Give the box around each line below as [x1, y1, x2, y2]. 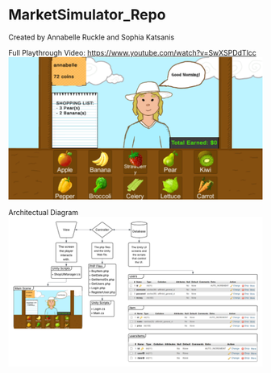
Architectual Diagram [8, 207, 79, 217]
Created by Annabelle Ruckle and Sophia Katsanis [8, 32, 175, 42]
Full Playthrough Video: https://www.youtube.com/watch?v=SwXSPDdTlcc [8, 48, 256, 57]
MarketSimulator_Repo [8, 6, 166, 24]
